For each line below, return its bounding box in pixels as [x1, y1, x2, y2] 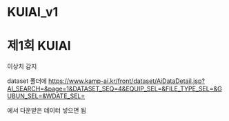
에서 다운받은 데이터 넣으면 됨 [7, 106, 87, 115]
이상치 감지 [7, 62, 37, 71]
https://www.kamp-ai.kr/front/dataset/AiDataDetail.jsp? [48, 77, 206, 85]
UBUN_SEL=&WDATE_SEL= [7, 92, 86, 100]
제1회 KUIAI [7, 38, 71, 54]
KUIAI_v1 [7, 4, 59, 20]
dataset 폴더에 [7, 77, 47, 85]
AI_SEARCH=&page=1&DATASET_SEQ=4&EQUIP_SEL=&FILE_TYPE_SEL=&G [7, 84, 222, 93]
